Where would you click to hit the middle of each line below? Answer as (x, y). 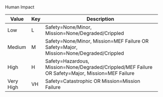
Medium (17, 47)
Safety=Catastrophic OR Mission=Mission (93, 81)
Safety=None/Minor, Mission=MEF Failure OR (97, 41)
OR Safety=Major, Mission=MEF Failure (90, 73)
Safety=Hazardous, (67, 61)
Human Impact (20, 7)
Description (100, 19)
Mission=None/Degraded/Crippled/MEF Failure (99, 67)
